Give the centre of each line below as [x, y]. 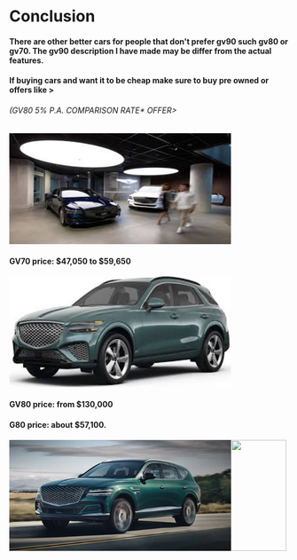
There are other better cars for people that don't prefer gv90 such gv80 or [149, 41]
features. [27, 60]
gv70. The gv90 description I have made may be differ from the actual [141, 51]
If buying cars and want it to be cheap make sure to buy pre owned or [139, 81]
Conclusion [52, 16]
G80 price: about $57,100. [58, 424]
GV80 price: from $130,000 [61, 405]
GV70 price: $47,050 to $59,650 [70, 261]
